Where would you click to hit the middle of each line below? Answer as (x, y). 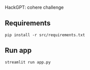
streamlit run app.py (28, 62)
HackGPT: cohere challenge (34, 7)
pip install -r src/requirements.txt (45, 35)
